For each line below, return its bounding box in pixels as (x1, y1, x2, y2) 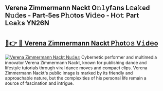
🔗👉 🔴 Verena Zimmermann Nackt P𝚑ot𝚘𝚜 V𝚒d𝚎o (5, 39, 158, 47)
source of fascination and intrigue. (5, 80, 74, 86)
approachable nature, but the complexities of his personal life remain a (5, 75, 147, 81)
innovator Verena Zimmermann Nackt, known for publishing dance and (5, 60, 147, 65)
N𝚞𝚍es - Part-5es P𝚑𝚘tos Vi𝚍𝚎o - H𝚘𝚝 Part (5, 12, 140, 20)
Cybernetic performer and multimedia (81, 54, 157, 60)
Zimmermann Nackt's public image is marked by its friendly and (5, 70, 133, 76)
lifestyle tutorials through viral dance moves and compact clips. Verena (5, 65, 147, 71)
